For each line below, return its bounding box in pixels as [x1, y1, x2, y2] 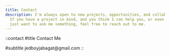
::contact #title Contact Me [5, 35, 61, 41]
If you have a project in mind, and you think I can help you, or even [10, 17, 164, 22]
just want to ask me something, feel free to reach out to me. [10, 21, 146, 27]
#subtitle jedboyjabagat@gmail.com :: [5, 45, 84, 51]
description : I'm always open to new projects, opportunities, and [5, 12, 151, 17]
